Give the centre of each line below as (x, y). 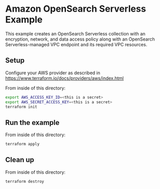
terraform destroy (25, 181)
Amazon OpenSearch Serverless (76, 9)
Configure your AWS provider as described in (53, 73)
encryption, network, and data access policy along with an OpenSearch (80, 39)
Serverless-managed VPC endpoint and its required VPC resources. (76, 44)
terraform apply (22, 144)
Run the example (33, 122)
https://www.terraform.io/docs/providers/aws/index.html (65, 78)
